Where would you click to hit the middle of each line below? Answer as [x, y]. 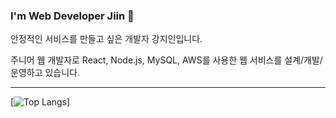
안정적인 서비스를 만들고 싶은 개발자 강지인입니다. [106, 39]
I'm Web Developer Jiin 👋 [72, 16]
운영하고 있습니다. [45, 73]
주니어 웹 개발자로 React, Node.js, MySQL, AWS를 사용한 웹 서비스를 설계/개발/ [166, 60]
